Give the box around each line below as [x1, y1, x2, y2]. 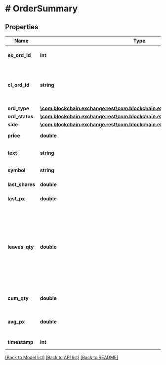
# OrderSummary [5, 3, 78, 14]
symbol [7, 167, 26, 174]
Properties [5, 23, 39, 31]
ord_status [7, 113, 34, 120]
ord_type [7, 105, 30, 112]
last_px [7, 195, 25, 202]
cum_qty [7, 295, 29, 302]
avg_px [7, 319, 25, 325]
